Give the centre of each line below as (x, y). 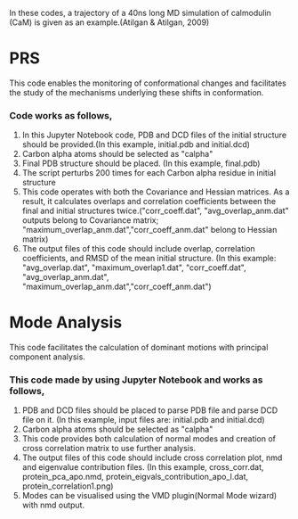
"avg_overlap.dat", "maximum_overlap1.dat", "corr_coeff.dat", (134, 268)
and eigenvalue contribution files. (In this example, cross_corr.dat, (143, 467)
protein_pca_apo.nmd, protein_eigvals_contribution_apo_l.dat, (135, 477)
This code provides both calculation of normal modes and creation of (149, 439)
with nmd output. (53, 505)
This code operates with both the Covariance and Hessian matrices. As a (156, 192)
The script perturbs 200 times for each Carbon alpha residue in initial (149, 173)
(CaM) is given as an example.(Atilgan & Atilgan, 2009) (109, 22)
